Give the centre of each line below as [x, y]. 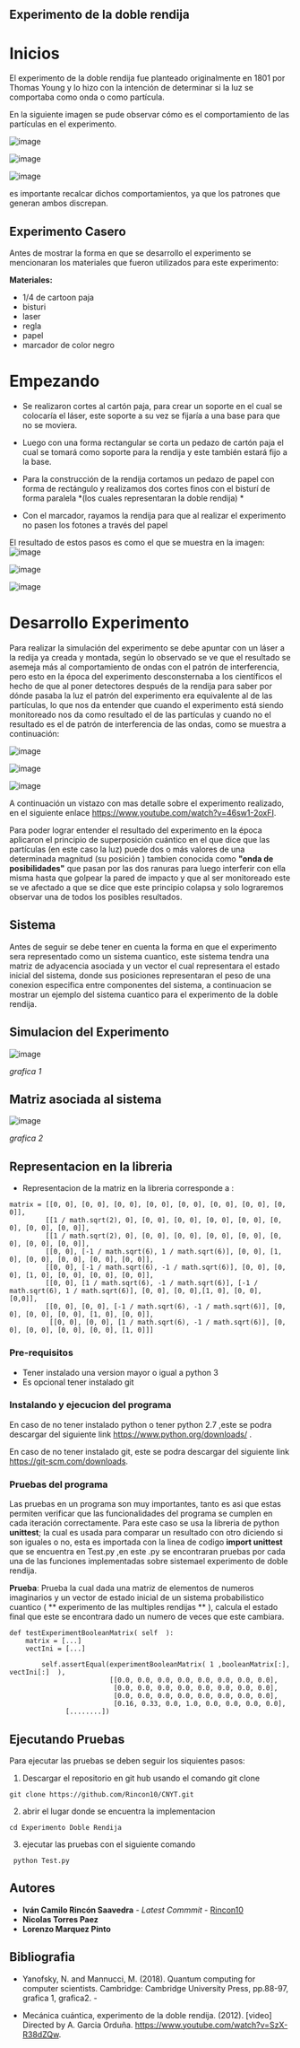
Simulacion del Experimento [90, 1033]
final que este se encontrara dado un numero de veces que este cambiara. [147, 1617]
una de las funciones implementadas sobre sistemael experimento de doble [149, 1562]
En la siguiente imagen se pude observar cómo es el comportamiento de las [149, 115]
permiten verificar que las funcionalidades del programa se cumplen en [141, 1514]
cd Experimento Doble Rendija [66, 1827]
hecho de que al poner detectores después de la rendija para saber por [141, 687]
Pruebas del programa [59, 1484]
